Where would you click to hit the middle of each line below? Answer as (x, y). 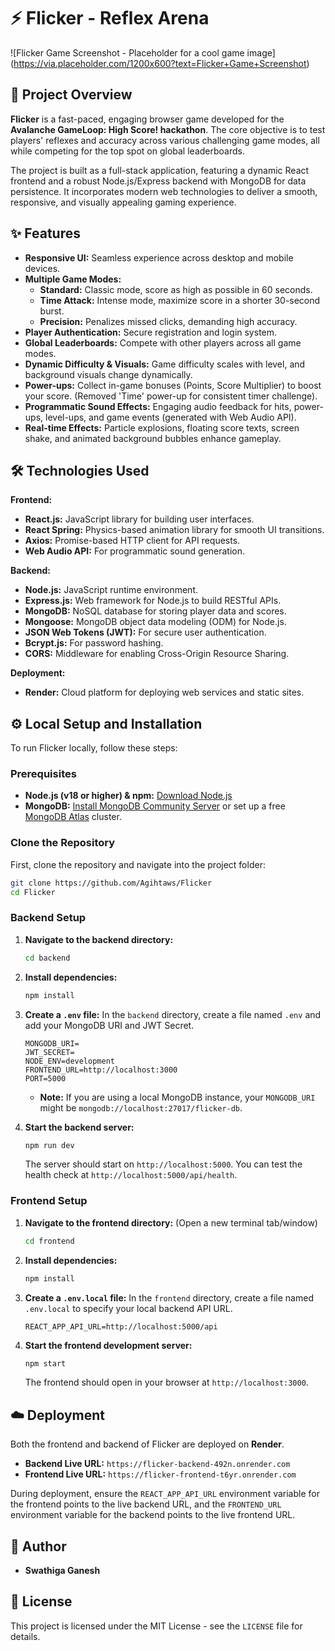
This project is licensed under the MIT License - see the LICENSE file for (156, 1626)
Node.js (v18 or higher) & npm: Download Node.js (128, 796)
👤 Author (38, 1546)
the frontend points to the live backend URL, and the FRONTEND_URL (146, 1504)
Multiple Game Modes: (73, 279)
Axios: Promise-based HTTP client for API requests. (132, 541)
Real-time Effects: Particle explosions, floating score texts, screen (162, 427)
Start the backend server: (79, 1127)
